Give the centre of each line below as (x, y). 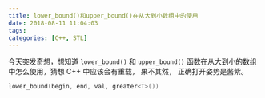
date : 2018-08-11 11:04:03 (53, 23)
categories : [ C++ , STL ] (48, 38)
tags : (17, 30)
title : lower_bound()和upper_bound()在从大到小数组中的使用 (103, 16)
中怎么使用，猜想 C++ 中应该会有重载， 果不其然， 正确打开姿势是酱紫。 (128, 72)
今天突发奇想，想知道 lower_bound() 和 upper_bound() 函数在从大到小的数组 (132, 61)
